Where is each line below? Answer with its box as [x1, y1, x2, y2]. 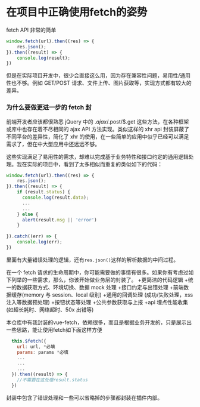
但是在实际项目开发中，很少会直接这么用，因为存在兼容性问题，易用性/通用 [6, 72, 191, 79]
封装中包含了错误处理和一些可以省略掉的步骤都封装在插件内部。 [6, 394, 162, 401]
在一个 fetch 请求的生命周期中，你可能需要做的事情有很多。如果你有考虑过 [6, 269, 189, 276]
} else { [17, 211, 39, 217]
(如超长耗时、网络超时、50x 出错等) [6, 306, 94, 313]
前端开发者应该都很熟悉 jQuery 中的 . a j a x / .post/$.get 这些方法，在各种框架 [6, 118, 189, 125]
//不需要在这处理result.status [17, 377, 88, 383]
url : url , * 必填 [17, 344, 55, 350]
